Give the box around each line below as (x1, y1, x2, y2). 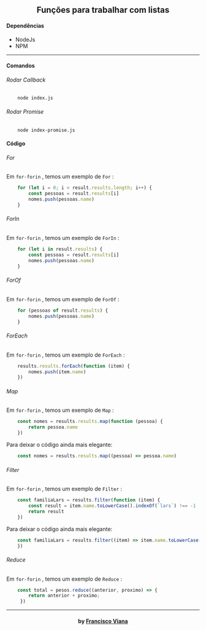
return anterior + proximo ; (28, 592, 100, 599)
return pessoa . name (28, 424, 78, 430)
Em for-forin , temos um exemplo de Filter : (6, 485, 123, 493)
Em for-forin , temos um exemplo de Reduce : (6, 575, 123, 583)
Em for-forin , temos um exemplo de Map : (6, 406, 115, 414)
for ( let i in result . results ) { (17, 246, 103, 252)
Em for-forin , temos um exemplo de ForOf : (6, 295, 120, 303)
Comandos (6, 62, 35, 69)
